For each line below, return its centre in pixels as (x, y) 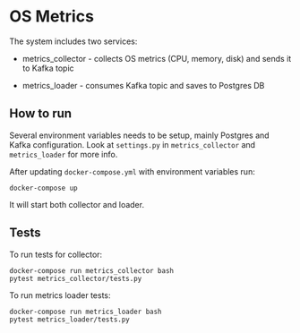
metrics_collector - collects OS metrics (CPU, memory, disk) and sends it (157, 58)
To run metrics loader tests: (60, 295)
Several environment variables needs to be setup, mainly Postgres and (140, 135)
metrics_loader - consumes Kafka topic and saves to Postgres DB (143, 85)
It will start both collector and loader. (77, 204)
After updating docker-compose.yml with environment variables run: (132, 171)
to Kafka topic (48, 68)
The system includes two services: (73, 41)
